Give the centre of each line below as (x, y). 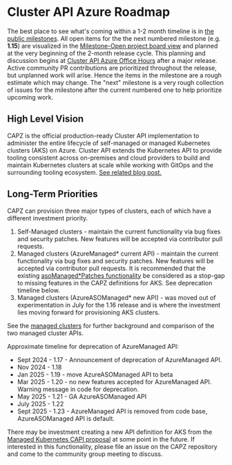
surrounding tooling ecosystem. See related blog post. (85, 172)
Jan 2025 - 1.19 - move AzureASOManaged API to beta (95, 374)
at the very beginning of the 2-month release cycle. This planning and (106, 53)
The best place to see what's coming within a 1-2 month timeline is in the (110, 31)
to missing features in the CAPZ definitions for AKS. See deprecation (115, 283)
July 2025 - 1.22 (40, 404)
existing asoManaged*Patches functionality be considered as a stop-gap (121, 275)
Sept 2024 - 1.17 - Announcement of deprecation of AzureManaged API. (119, 359)
